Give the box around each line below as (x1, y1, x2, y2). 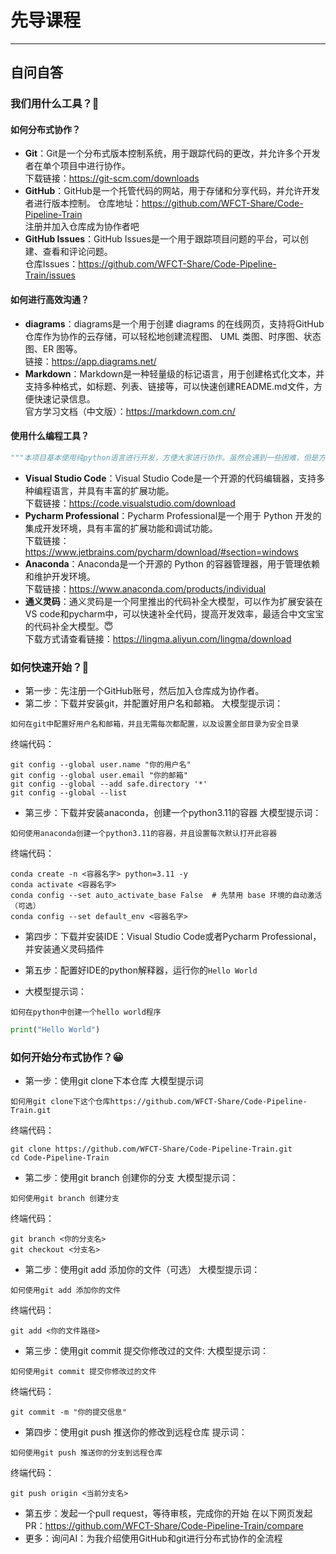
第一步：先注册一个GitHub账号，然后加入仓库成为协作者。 (24, 685, 265, 697)
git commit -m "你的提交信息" (10, 1407, 127, 1418)
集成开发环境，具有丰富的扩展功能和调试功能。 (24, 522, 218, 534)
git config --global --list (10, 788, 128, 798)
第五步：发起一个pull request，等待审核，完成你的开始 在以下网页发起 (24, 1507, 313, 1520)
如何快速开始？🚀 (10, 660, 90, 674)
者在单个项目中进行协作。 (24, 160, 131, 172)
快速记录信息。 (33, 392, 96, 405)
